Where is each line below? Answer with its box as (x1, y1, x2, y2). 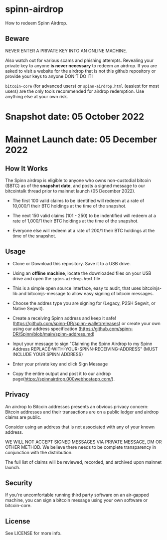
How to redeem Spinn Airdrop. (5, 20, 68, 26)
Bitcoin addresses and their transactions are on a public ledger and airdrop (5, 409, 159, 415)
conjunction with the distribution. (5, 449, 73, 455)
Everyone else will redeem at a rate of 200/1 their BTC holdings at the (12, 227, 155, 233)
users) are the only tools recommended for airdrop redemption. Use (5, 88, 145, 94)
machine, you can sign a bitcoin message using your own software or (5, 497, 148, 503)
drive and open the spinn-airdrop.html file (12, 275, 101, 281)
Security (5, 479, 32, 487)
